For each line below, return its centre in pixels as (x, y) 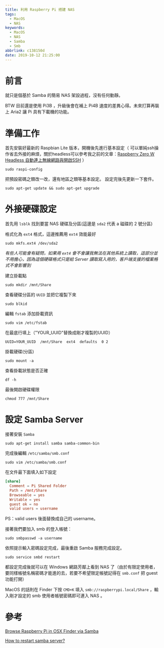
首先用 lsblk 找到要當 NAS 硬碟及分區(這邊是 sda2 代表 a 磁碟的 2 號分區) (79, 224)
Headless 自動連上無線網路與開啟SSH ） (46, 160)
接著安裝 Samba (20, 434)
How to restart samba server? (35, 641)
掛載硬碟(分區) (20, 352)
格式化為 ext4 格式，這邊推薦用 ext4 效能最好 (51, 234)
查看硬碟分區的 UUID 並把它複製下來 (41, 295)
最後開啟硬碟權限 (22, 390)
